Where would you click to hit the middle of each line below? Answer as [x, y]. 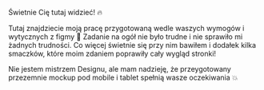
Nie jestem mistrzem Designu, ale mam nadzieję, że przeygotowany [120, 69]
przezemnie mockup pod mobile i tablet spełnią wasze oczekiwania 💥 [123, 77]
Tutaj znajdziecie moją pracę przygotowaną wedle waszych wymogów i [126, 28]
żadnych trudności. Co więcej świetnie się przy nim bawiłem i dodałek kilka [132, 45]
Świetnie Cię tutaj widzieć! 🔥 [55, 12]
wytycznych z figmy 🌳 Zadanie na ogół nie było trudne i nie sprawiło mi [126, 37]
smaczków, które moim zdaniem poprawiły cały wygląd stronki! [112, 53]
